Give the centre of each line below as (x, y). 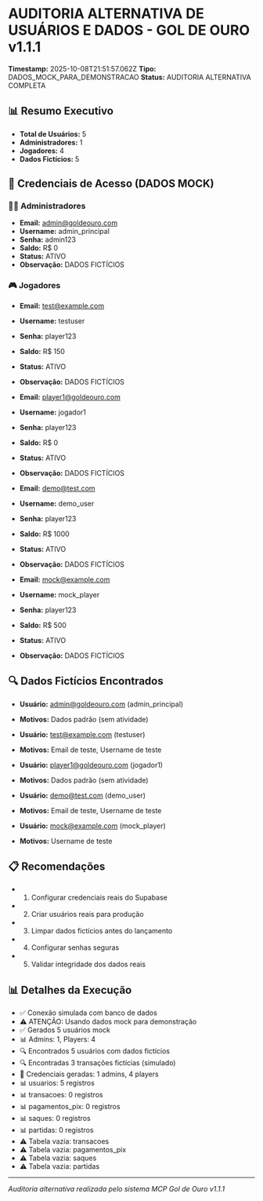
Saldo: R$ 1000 (45, 534)
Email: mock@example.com (65, 579)
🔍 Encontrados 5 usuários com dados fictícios (95, 1051)
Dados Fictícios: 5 (49, 159)
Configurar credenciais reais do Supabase (99, 898)
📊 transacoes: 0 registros (61, 1095)
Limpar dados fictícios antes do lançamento (102, 931)
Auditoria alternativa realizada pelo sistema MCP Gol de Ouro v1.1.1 (117, 1189)
